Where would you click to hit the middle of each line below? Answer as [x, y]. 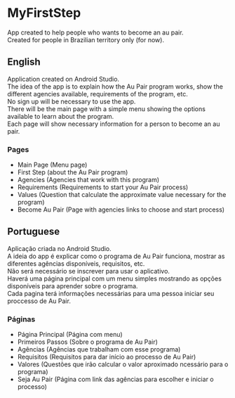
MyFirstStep [44, 13]
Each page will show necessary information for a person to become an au [114, 124]
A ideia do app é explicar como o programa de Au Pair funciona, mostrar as [116, 256]
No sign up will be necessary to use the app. [72, 101]
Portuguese [34, 232]
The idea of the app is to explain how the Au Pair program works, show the [115, 86]
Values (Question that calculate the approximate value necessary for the [122, 195]
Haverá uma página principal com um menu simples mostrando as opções [115, 278]
